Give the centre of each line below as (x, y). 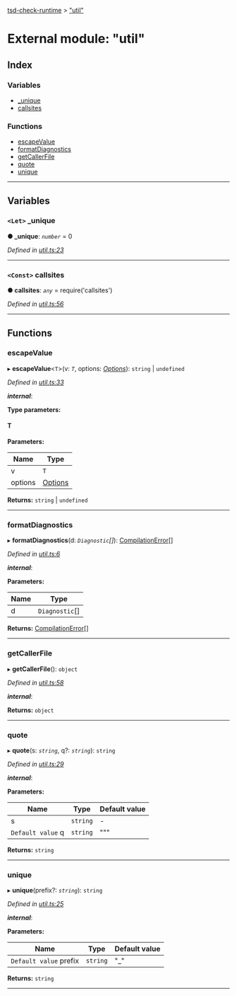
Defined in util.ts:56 (36, 304)
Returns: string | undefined (48, 500)
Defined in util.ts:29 (36, 764)
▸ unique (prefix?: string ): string (55, 891)
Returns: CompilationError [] (48, 629)
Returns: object (31, 710)
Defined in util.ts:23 (36, 250)
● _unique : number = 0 (40, 236)
